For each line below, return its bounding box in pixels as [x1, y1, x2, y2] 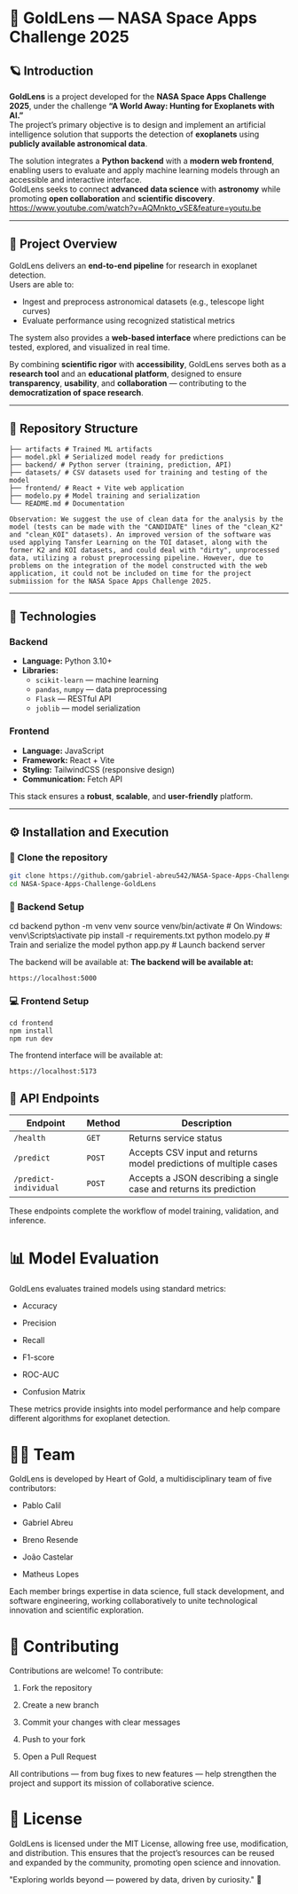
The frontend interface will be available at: [9, 1049, 164, 1060]
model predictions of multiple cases [128, 1158, 278, 1170]
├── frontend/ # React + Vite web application [9, 483, 184, 492]
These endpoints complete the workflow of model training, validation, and [9, 1206, 279, 1216]
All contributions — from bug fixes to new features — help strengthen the [9, 1769, 277, 1780]
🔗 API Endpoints [9, 1091, 100, 1106]
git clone [9, 871, 46, 881]
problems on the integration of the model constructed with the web [9, 561, 268, 570]
